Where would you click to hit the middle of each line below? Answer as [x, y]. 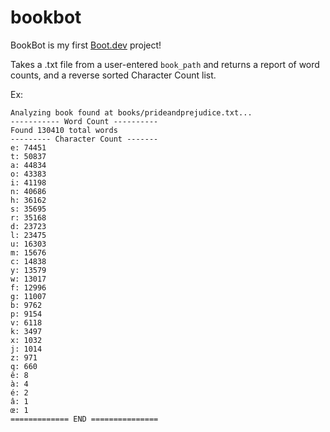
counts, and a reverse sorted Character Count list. [113, 75]
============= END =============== [84, 419]
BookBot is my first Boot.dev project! [86, 45]
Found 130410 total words [64, 130]
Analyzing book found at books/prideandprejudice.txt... [131, 112]
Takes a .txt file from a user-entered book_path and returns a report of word [165, 64]
